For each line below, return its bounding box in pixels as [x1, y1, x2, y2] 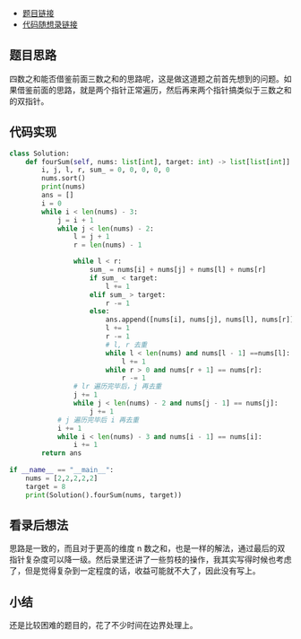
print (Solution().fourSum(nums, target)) [25, 490, 182, 500]
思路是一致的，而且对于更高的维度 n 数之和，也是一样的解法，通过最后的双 [9, 543, 286, 554]
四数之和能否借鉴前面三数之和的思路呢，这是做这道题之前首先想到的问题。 [9, 73, 284, 83]
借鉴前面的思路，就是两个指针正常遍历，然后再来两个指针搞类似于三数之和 [16, 84, 292, 95]
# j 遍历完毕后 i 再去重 [56, 416, 140, 425]
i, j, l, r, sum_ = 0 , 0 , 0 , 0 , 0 [41, 165, 170, 175]
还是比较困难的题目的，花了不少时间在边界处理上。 [9, 620, 198, 631]
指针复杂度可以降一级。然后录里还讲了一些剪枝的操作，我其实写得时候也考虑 [9, 555, 292, 565]
